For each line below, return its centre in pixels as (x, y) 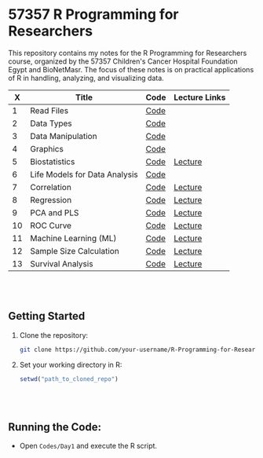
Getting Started (47, 316)
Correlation (51, 187)
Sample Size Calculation (75, 251)
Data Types (51, 123)
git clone (36, 350)
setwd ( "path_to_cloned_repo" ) (69, 379)
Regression (51, 200)
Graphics (47, 148)
